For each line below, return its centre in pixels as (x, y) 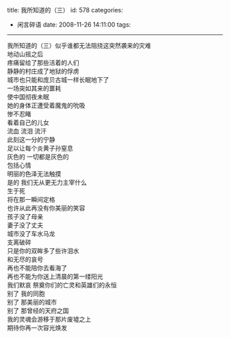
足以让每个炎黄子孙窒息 (40, 148)
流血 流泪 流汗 (27, 131)
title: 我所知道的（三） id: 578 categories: (65, 10)
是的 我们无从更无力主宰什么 (47, 182)
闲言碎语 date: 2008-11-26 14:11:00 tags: (74, 25)
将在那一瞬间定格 (31, 199)
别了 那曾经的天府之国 (38, 311)
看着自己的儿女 (28, 122)
